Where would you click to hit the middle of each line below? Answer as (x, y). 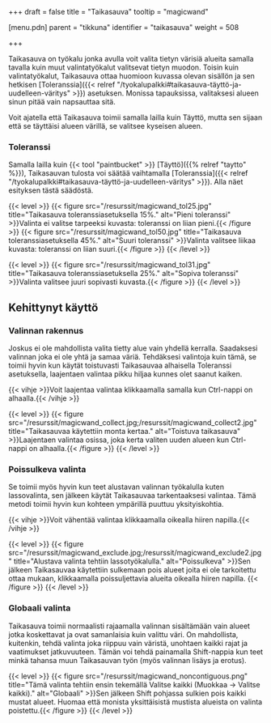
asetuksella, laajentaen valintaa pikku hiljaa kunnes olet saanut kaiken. (125, 374)
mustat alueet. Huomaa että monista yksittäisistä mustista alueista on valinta (135, 702)
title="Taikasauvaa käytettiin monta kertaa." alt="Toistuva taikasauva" (125, 431)
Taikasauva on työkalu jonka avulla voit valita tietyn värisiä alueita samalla (131, 59)
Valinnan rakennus (46, 330)
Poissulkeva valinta (47, 469)
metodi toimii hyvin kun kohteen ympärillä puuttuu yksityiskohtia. (116, 504)
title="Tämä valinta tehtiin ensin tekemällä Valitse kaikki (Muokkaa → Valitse (134, 684)
